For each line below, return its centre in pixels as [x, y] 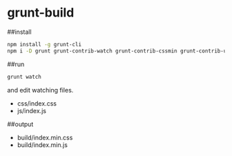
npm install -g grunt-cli [44, 44]
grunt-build [41, 13]
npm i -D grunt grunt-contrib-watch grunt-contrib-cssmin [92, 51]
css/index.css [37, 103]
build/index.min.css [45, 137]
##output [20, 124]
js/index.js [32, 110]
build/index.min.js [42, 145]
